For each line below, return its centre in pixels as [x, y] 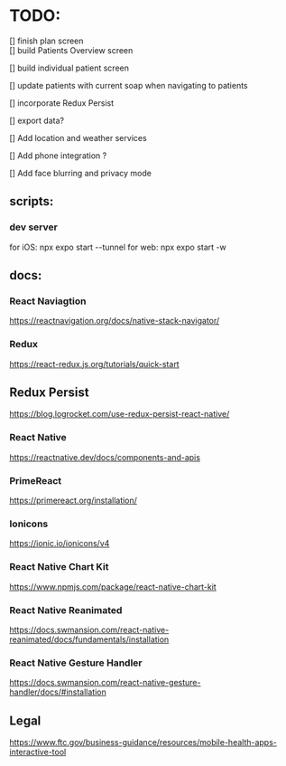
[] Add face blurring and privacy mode [80, 173]
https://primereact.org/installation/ [74, 501]
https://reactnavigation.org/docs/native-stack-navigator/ [115, 321]
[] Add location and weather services [78, 137]
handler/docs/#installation [58, 692]
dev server [34, 227]
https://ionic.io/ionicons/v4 [60, 544]
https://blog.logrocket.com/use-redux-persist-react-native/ [120, 414]
